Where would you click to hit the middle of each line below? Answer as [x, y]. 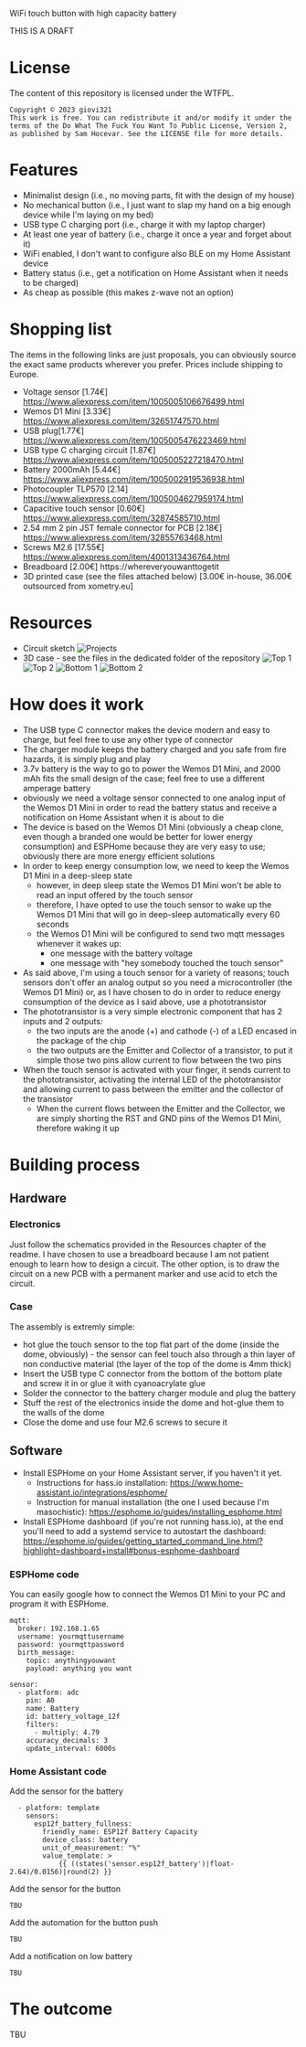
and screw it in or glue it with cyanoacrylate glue [114, 1383]
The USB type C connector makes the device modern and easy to [147, 729]
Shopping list [61, 329]
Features [44, 170]
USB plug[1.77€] [53, 430]
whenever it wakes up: [79, 943]
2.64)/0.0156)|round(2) [55, 1872]
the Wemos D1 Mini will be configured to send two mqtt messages [160, 933]
